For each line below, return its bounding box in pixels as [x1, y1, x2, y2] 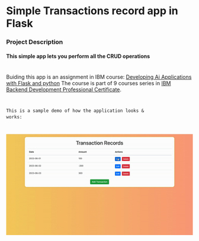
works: [6, 114, 23, 120]
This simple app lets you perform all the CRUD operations [6, 52, 150, 60]
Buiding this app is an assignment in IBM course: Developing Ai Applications [6, 73, 192, 81]
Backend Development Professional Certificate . [6, 86, 122, 93]
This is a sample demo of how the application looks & [6, 108, 145, 114]
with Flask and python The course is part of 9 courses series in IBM [6, 79, 171, 86]
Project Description [6, 38, 63, 46]
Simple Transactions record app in [6, 4, 179, 18]
